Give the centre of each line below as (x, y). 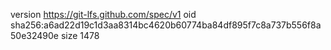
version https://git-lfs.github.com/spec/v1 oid (103, 14)
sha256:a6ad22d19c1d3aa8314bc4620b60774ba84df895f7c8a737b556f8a (166, 25)
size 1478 (80, 35)
